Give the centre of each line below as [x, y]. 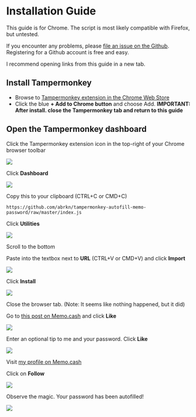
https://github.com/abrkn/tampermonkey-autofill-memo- [76, 207]
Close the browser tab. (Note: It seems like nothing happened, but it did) [96, 304]
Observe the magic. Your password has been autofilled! [75, 397]
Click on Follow [26, 373]
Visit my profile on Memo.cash [44, 362]
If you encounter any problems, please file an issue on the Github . [88, 46]
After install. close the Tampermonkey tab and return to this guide [99, 110]
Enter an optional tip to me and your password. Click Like [77, 339]
